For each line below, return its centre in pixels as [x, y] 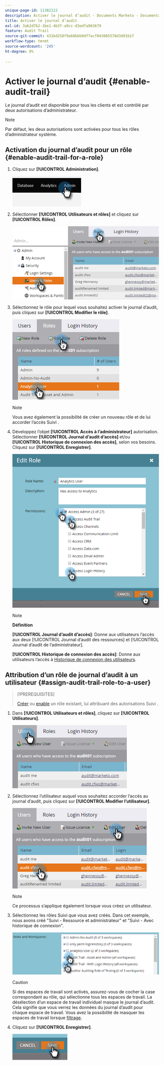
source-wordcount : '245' [30, 46]
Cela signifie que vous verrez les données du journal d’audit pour [77, 1007]
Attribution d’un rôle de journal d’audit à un [72, 675]
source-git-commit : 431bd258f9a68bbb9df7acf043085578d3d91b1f [70, 36]
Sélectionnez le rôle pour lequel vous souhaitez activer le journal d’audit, [85, 307]
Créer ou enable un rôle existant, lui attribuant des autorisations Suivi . [88, 704]
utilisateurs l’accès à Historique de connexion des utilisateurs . [74, 660]
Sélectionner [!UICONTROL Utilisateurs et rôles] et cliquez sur [75, 214]
